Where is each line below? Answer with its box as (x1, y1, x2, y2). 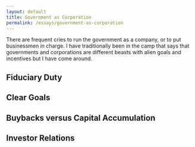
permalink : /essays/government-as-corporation (6, 20, 124, 26)
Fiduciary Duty (6, 72, 62, 82)
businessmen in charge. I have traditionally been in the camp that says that (6, 42, 190, 49)
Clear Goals (6, 93, 51, 103)
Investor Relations (6, 133, 76, 143)
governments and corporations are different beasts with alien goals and (6, 49, 181, 56)
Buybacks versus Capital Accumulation (6, 112, 156, 123)
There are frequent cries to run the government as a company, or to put (6, 36, 181, 43)
